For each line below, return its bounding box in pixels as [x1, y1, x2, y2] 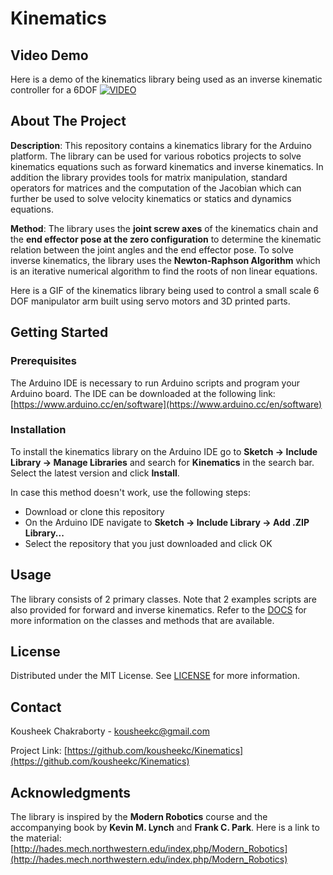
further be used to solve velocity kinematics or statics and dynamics [10, 192, 292, 204]
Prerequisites [10, 354, 77, 368]
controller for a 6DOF [10, 84, 98, 96]
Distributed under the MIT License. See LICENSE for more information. [10, 670, 301, 682]
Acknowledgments [10, 784, 132, 801]
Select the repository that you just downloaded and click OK [24, 537, 273, 549]
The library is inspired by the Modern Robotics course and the [10, 811, 268, 823]
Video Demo [10, 47, 89, 64]
